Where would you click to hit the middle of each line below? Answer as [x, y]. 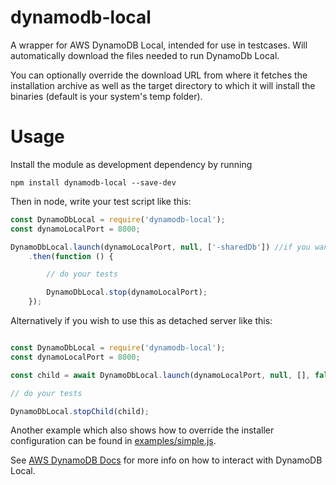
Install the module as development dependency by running [131, 164]
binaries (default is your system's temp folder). [106, 96]
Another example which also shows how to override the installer [142, 430]
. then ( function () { [71, 256]
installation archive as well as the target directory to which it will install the [163, 85]
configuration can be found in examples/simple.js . [113, 441]
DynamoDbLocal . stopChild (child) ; [80, 411]
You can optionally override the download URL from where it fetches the [159, 75]
